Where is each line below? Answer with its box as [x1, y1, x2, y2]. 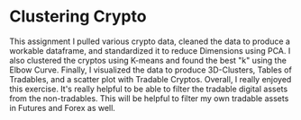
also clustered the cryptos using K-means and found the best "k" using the [9, 55, 287, 65]
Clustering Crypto [9, 6, 147, 27]
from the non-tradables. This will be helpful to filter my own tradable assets [9, 92, 289, 104]
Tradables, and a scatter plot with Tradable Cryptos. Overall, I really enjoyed [9, 73, 292, 84]
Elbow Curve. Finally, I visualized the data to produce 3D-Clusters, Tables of [9, 64, 293, 75]
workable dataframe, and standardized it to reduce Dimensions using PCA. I [9, 45, 291, 56]
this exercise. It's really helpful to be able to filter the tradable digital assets [9, 83, 288, 94]
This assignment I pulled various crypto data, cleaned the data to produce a [9, 36, 291, 47]
